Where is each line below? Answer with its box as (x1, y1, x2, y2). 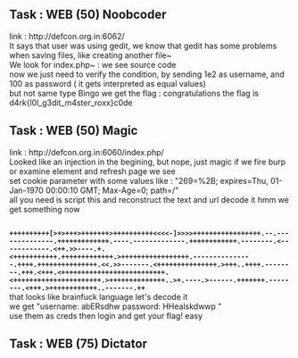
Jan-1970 (9, 185, 45, 196)
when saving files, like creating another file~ (9, 49, 172, 61)
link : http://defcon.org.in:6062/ (9, 30, 125, 41)
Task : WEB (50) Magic (9, 123, 138, 138)
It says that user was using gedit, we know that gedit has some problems (9, 40, 277, 51)
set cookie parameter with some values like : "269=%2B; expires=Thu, (9, 175, 269, 186)
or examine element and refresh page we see (9, 165, 177, 177)
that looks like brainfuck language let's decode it (9, 291, 188, 302)
